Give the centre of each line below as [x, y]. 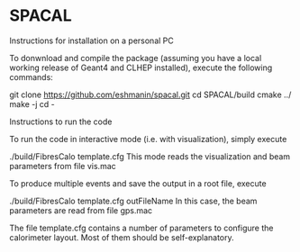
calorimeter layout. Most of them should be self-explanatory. [122, 237]
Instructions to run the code [61, 121]
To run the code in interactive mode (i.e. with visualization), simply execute [148, 139]
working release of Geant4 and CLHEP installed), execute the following [141, 67]
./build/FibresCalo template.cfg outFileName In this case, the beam [133, 201]
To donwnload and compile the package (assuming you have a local [136, 58]
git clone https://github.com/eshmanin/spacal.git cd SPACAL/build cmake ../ [150, 94]
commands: [32, 76]
